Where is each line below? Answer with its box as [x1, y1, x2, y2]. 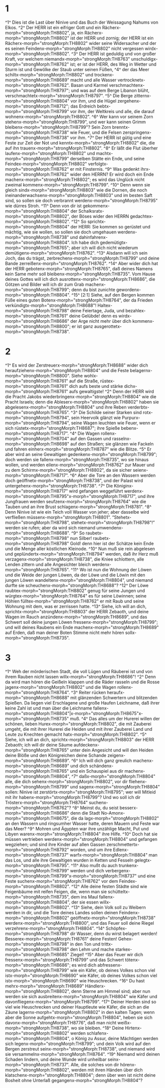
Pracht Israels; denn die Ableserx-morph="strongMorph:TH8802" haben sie [5, 399, 159, 405]
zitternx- [134, 92, 151, 99]
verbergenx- [105, 867, 131, 873]
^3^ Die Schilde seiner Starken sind [71, 409, 142, 415]
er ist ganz [72, 323, 93, 329]
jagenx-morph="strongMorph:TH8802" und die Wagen [5, 684, 116, 690]
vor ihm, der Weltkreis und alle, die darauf [70, 108, 155, 114]
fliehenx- [128, 778, 147, 785]
